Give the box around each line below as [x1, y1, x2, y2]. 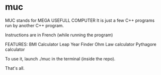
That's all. [5, 65, 25, 71]
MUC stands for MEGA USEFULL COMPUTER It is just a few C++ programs [5, 17, 155, 23]
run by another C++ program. [5, 22, 64, 28]
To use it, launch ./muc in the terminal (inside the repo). [5, 56, 115, 61]
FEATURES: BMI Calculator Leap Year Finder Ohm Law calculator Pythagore [5, 41, 157, 47]
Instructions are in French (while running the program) [5, 32, 113, 38]
